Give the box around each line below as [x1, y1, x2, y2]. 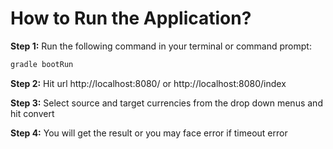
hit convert [10, 107, 55, 119]
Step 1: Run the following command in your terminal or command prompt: [10, 40, 312, 52]
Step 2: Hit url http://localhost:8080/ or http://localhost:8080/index [10, 77, 287, 89]
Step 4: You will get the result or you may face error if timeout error [10, 127, 288, 139]
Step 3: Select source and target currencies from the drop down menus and [10, 97, 323, 109]
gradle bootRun [10, 59, 74, 69]
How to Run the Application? [10, 7, 252, 30]
